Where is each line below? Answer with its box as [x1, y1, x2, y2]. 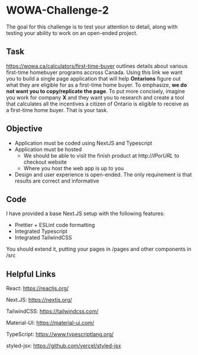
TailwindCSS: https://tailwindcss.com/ [6, 308, 99, 315]
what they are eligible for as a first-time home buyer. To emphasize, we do [6, 81, 187, 88]
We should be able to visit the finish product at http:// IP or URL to [23, 152, 180, 159]
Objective [6, 124, 43, 134]
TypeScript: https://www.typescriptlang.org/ [6, 331, 114, 338]
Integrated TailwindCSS [14, 234, 72, 241]
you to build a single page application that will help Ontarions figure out [6, 75, 181, 82]
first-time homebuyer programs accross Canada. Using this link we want [6, 69, 183, 76]
